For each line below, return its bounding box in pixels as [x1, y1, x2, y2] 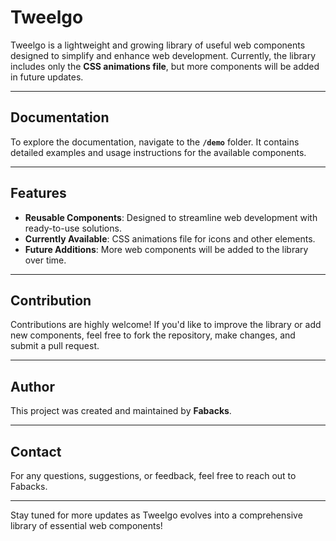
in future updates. [10, 71, 84, 83]
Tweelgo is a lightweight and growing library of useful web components [10, 39, 306, 51]
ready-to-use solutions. [24, 222, 122, 234]
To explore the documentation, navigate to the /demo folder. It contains [10, 136, 300, 148]
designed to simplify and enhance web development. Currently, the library [10, 49, 317, 61]
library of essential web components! [10, 520, 163, 531]
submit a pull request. [10, 340, 100, 352]
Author [10, 378, 55, 395]
